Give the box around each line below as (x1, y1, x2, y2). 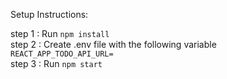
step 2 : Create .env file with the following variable (10, 39, 217, 50)
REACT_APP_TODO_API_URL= (10, 49, 114, 59)
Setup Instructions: (10, 9, 89, 20)
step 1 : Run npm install (10, 28, 110, 39)
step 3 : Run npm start (10, 58, 103, 69)
